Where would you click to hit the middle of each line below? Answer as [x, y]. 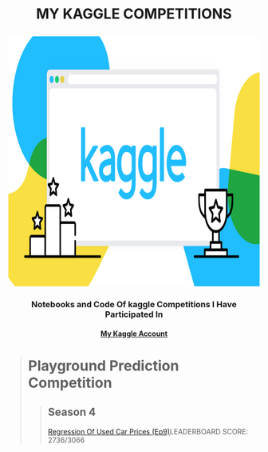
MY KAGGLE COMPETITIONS [134, 14]
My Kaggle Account [134, 334]
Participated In [134, 314]
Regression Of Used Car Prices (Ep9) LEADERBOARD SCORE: [148, 431]
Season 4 [72, 412]
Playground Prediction [103, 366]
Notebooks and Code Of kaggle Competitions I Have [134, 305]
